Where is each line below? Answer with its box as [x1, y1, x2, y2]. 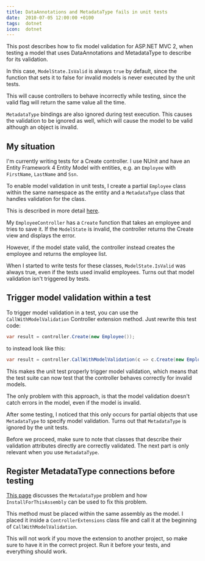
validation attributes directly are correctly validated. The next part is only [6, 442, 189, 449]
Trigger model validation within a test [6, 292, 151, 303]
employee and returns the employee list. [6, 250, 108, 258]
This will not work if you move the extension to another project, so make [6, 535, 188, 542]
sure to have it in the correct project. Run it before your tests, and [6, 541, 171, 549]
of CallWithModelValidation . [6, 523, 78, 530]
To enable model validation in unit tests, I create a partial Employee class [6, 183, 186, 190]
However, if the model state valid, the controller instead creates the [6, 244, 175, 251]
